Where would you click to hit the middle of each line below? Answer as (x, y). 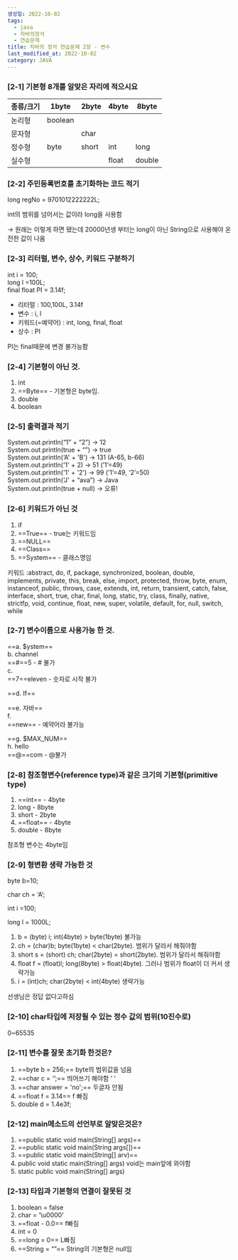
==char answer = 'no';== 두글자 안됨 (70, 1088)
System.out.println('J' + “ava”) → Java (63, 480)
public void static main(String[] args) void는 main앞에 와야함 (104, 1163)
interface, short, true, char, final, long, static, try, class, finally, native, (108, 595)
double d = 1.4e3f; (44, 1104)
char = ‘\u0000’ (40, 1214)
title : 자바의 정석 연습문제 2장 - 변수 (59, 47)
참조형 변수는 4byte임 (38, 845)
